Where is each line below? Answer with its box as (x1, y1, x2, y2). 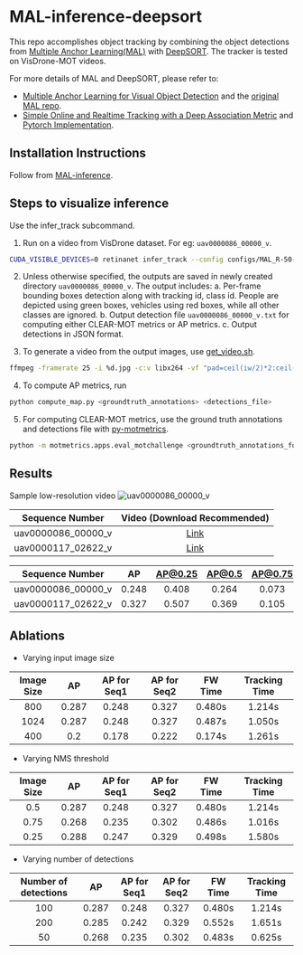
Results (9, 466, 53, 481)
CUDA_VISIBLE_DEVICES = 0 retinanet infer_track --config (9, 255, 224, 264)
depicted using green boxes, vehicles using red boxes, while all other (22, 300, 280, 311)
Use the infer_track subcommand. (9, 220, 135, 231)
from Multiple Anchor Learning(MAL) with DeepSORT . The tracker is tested (9, 45, 289, 56)
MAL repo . (22, 99, 62, 110)
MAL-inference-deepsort (9, 6, 203, 27)
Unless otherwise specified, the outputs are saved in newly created (22, 271, 273, 282)
